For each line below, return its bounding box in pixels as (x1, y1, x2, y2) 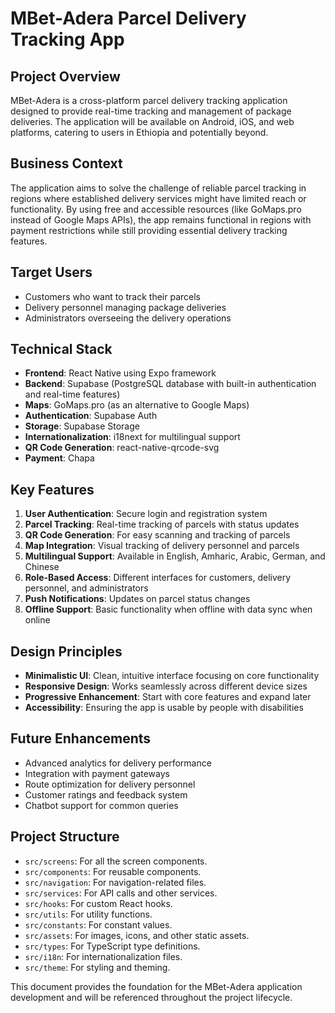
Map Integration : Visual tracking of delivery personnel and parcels (24, 540, 300, 552)
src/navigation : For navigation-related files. (24, 876, 207, 888)
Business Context (10, 155, 123, 172)
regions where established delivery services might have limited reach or (10, 192, 307, 204)
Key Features (10, 481, 95, 498)
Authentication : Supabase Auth (24, 410, 158, 422)
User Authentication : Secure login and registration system (24, 508, 268, 520)
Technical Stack (10, 341, 113, 358)
